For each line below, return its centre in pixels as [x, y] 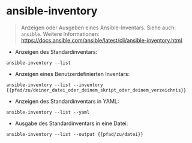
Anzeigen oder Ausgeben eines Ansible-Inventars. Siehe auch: [98, 28]
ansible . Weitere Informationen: [60, 34]
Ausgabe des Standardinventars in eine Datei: [71, 123]
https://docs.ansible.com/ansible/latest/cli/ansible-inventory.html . [102, 40]
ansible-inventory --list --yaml [48, 112]
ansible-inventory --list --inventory [55, 85]
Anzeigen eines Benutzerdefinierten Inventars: [72, 74]
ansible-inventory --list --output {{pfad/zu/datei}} [75, 134]
